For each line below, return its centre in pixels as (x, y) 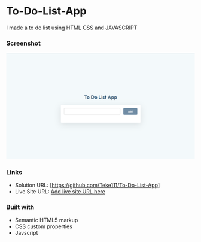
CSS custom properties (44, 226)
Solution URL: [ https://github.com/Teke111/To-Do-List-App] (87, 185)
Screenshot (23, 43)
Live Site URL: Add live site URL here (60, 192)
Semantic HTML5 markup (46, 220)
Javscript (26, 233)
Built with (20, 207)
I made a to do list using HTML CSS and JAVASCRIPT (72, 28)
